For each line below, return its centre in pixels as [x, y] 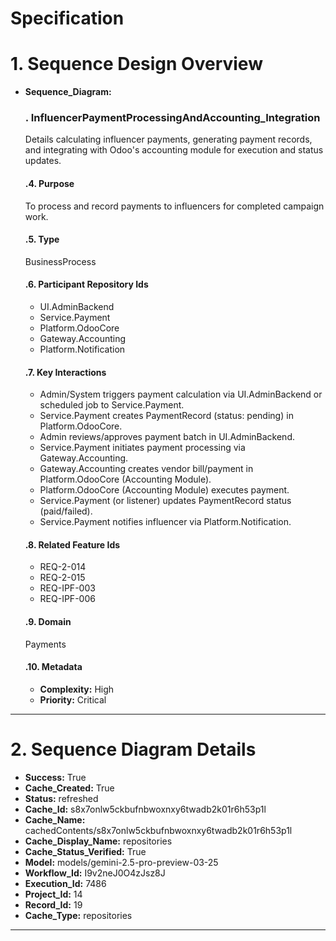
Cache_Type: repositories [78, 915]
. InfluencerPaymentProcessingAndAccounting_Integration [172, 118]
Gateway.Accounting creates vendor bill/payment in [146, 469]
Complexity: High [77, 689]
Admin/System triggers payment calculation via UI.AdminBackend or [181, 394]
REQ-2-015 [62, 578]
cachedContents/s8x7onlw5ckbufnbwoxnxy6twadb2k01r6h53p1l [158, 830]
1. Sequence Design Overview [136, 64]
